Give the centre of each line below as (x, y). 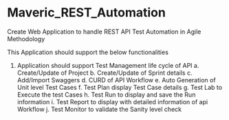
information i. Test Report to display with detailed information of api (112, 101)
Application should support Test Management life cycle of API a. (108, 65)
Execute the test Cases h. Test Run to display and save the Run (106, 95)
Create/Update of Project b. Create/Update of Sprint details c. (105, 73)
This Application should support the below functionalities (88, 52)
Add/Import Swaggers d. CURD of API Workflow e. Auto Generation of (116, 80)
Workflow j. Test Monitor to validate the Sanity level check (99, 109)
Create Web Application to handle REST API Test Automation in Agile (104, 32)
